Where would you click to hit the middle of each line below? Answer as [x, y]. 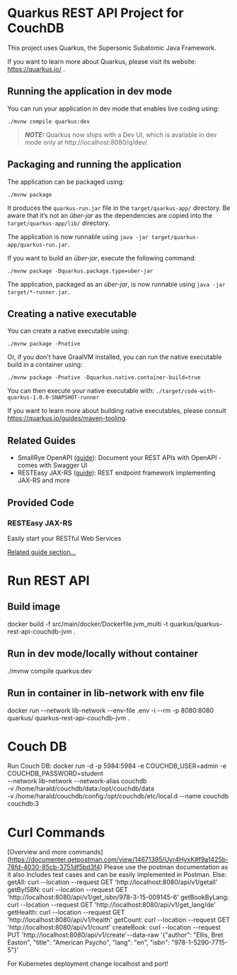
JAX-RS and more [44, 480]
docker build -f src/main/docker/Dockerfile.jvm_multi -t [88, 624]
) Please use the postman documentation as [164, 867]
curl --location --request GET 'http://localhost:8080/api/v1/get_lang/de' [111, 905]
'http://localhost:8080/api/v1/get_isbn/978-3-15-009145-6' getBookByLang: [118, 897]
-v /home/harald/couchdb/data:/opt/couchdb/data [81, 788]
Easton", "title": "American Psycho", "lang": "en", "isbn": [89, 942]
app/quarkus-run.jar [38, 245]
